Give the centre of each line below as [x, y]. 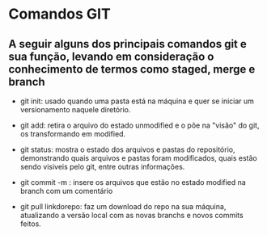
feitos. [31, 224]
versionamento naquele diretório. [75, 109]
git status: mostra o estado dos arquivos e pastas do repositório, [127, 149]
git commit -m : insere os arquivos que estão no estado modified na [133, 182]
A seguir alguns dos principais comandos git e [127, 44]
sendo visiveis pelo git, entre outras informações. [102, 167]
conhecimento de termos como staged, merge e [132, 69]
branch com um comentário [66, 191]
